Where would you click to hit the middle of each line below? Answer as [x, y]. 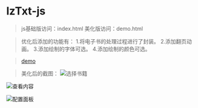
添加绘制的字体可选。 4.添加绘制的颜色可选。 [94, 49]
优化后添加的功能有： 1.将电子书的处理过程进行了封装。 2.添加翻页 [104, 41]
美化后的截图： [40, 73]
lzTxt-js [26, 11]
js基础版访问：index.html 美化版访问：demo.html [82, 28]
